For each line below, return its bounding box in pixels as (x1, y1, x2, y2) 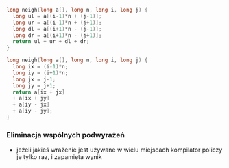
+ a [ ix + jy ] (12, 95, 50, 102)
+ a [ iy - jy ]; (12, 108, 53, 115)
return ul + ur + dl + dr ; (12, 38, 90, 45)
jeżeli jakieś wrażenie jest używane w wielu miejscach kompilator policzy (16, 145, 223, 154)
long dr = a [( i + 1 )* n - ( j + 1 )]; (12, 31, 102, 39)
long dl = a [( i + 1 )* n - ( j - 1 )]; (12, 25, 102, 32)
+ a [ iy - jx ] (12, 101, 50, 109)
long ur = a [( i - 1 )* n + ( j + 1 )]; (12, 19, 102, 26)
